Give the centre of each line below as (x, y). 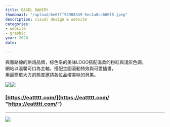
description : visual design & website (46, 19)
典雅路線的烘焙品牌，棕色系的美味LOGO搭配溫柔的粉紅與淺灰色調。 (76, 62)
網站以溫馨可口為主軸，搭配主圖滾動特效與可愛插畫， (61, 68)
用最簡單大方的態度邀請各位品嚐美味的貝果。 (52, 75)
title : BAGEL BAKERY (27, 10)
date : (11, 43)
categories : (18, 24)
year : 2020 (17, 38)
